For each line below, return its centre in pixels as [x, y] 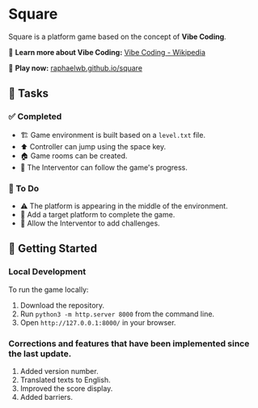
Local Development [47, 272]
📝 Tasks [29, 94]
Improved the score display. [66, 388]
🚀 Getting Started [53, 249]
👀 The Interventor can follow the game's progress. [104, 167]
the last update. [40, 354]
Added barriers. [46, 397]
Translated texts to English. [65, 380]
